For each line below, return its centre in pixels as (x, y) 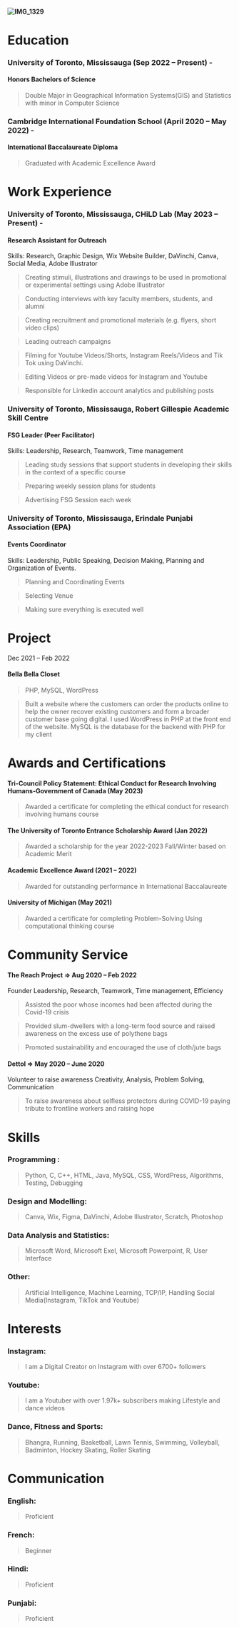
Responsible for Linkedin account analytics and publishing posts (119, 391)
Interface (38, 1258)
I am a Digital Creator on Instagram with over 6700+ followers (115, 1367)
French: (21, 1535)
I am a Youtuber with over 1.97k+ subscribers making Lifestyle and (122, 1400)
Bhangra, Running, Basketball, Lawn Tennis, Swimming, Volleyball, (122, 1442)
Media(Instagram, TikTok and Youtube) (82, 1300)
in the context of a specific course (75, 472)
